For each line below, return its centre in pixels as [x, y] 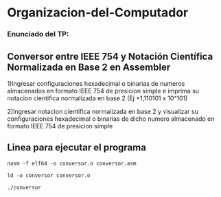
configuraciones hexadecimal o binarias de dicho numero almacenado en [111, 119]
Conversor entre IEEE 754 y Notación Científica [110, 56]
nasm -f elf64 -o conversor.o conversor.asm [72, 163]
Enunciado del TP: [38, 34]
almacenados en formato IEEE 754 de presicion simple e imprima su [103, 91]
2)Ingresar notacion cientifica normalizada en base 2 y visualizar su [103, 111]
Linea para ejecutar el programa [77, 148]
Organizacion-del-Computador [98, 13]
